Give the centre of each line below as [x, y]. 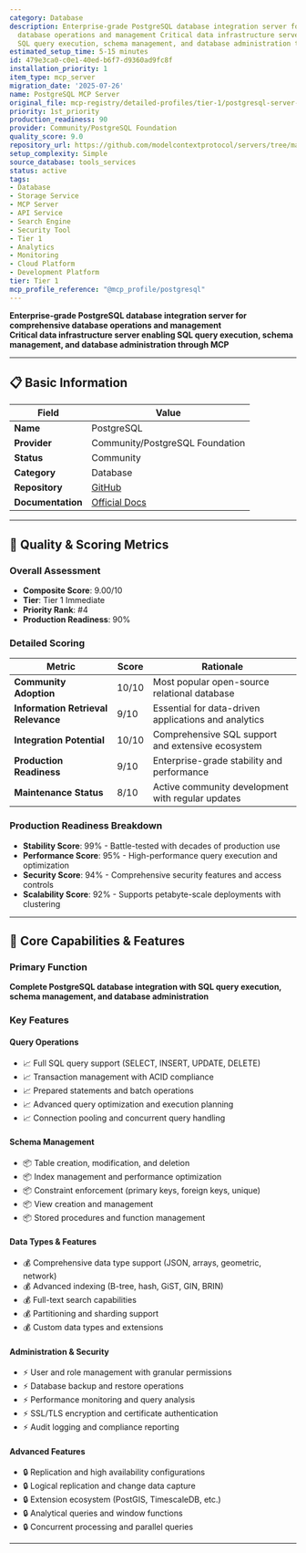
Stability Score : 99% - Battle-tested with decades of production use [151, 846]
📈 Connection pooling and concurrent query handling [124, 1118]
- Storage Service [44, 196]
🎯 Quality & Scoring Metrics [89, 544]
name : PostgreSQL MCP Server [65, 94]
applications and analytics [209, 720]
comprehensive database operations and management [115, 325]
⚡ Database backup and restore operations [103, 1386]
